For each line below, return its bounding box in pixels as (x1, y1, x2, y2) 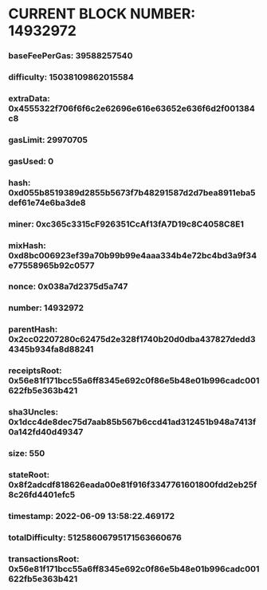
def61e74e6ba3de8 (8, 197, 86, 208)
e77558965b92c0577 (8, 260, 95, 271)
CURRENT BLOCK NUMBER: (8, 5, 196, 23)
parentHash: (8, 324, 58, 335)
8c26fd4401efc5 (8, 490, 76, 501)
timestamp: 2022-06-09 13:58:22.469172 (8, 510, 175, 521)
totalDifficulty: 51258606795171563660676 (8, 532, 182, 543)
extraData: (8, 92, 50, 104)
